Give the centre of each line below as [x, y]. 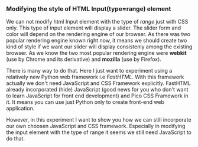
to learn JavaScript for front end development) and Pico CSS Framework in [97, 96]
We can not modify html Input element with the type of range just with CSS [97, 22]
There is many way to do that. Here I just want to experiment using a [89, 71]
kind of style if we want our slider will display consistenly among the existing [99, 47]
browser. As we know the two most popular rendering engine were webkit [97, 53]
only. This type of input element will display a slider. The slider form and [94, 28]
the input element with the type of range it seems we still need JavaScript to [99, 132]
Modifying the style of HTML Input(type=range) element [89, 9]
